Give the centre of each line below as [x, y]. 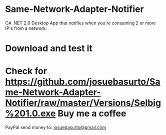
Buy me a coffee [92, 114]
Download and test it [49, 49]
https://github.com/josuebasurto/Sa [83, 82]
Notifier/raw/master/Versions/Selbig [83, 103]
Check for [26, 71]
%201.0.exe [30, 114]
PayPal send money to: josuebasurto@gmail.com [56, 128]
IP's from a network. [26, 28]
